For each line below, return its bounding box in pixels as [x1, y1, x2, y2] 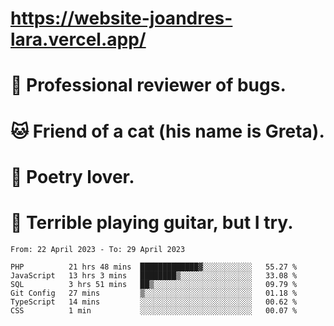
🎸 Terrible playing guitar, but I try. [10, 211, 294, 234]
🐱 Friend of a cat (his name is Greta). [10, 120, 325, 142]
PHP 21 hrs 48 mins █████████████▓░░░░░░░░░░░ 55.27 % [10, 262, 298, 272]
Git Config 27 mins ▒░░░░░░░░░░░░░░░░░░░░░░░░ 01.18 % [10, 288, 298, 298]
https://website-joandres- [10, 7, 233, 30]
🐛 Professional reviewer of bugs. [10, 74, 287, 97]
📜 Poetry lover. [10, 165, 135, 188]
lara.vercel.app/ [10, 28, 147, 51]
